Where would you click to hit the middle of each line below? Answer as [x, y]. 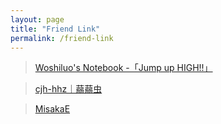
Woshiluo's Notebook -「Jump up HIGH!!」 [123, 68]
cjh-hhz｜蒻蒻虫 [68, 89]
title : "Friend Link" [55, 29]
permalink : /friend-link [62, 38]
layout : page [37, 19]
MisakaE [52, 109]
